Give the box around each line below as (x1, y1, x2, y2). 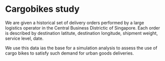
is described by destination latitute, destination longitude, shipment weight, (5, 30, 158, 36)
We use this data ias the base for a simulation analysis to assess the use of (5, 45, 158, 51)
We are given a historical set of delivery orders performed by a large (5, 20, 144, 26)
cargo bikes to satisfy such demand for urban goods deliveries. (5, 50, 134, 56)
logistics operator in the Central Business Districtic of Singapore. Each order (5, 25, 161, 30)
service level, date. (5, 35, 43, 41)
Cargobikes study (5, 3, 80, 15)
